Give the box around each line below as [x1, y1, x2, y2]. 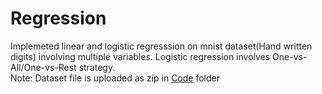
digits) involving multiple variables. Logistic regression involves [10, 50, 271, 62]
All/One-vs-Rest [10, 61, 77, 73]
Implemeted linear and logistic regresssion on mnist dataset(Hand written [10, 40, 313, 52]
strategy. [78, 61, 116, 73]
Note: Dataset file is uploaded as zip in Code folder [10, 72, 220, 84]
